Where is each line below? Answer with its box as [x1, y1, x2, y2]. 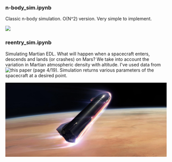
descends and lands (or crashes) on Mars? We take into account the [5, 56, 149, 62]
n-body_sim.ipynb [5, 4, 52, 11]
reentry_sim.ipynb [5, 39, 52, 46]
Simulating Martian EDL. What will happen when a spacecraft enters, [5, 51, 150, 57]
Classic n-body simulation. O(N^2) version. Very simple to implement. [5, 16, 152, 22]
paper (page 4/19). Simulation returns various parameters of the [19, 67, 155, 73]
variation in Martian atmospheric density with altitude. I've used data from [5, 61, 161, 67]
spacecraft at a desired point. [5, 72, 68, 78]
